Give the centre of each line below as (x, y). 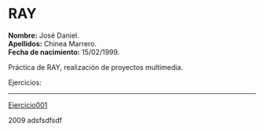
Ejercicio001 (28, 105)
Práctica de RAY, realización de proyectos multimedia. (95, 67)
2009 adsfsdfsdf (35, 120)
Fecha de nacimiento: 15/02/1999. (64, 52)
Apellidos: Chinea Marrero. (52, 43)
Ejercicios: (25, 82)
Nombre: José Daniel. (44, 35)
